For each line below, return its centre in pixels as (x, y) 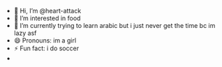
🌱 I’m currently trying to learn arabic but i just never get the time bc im (114, 25)
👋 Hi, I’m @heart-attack (47, 11)
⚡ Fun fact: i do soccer (46, 48)
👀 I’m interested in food (47, 18)
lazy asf (25, 33)
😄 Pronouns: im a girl (45, 40)
